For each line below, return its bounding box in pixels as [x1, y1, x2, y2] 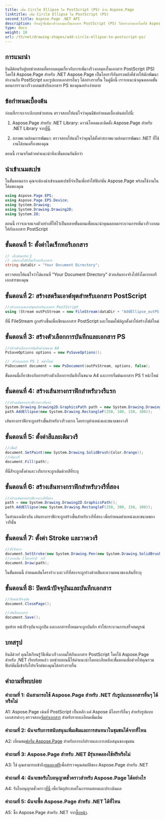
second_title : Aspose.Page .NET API [5, 16, 80, 21]
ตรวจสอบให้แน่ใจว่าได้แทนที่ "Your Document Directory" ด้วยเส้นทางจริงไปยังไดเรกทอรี [5, 272, 157, 277]
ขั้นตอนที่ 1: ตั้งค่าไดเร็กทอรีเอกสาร [5, 241, 88, 249]
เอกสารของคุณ [5, 277, 28, 283]
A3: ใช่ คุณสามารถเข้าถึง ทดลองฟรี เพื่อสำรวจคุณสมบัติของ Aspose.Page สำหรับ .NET [5, 762, 148, 767]
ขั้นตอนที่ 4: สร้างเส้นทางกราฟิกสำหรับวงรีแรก [5, 387, 116, 395]
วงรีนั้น [5, 519, 16, 525]
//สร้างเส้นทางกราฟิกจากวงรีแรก [5, 400, 51, 405]
